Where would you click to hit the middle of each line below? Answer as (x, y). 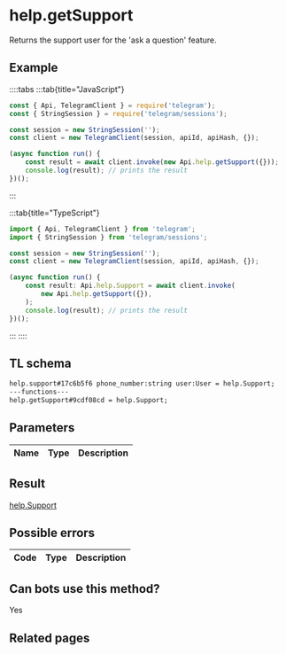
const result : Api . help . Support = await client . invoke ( (131, 286)
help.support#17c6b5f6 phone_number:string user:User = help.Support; (142, 384)
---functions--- (39, 392)
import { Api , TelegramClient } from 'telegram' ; (103, 229)
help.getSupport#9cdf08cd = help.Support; (89, 401)
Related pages (50, 638)
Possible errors (52, 533)
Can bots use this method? (85, 589)
